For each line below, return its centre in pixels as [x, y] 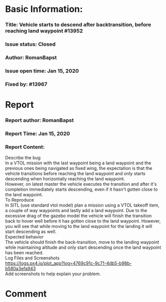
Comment [26, 294]
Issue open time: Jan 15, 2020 [42, 71]
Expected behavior [24, 237]
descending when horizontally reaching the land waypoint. [65, 179]
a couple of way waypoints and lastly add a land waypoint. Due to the [76, 211]
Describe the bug [23, 158]
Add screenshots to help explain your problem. [53, 274]
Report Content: [25, 147]
